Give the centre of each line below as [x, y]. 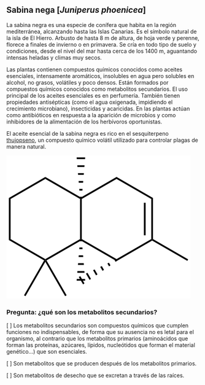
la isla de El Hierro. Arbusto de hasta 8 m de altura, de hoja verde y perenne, [103, 38]
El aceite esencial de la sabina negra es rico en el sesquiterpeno [87, 133]
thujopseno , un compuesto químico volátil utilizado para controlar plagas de [102, 140]
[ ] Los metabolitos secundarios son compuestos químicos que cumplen [98, 325]
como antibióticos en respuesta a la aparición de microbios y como [91, 115]
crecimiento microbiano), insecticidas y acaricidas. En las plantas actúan [98, 108]
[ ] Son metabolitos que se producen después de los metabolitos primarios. [102, 364]
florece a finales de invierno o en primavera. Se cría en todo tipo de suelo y [101, 44]
